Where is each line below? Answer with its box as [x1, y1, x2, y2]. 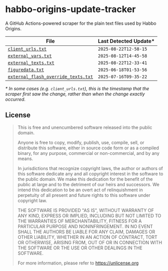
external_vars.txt [8, 53, 52, 59]
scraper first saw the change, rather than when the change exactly [5, 91, 145, 97]
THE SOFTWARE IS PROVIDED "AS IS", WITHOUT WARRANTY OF [17, 207, 154, 213]
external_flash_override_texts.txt [8, 74, 93, 79]
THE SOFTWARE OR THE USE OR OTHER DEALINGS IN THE [17, 245, 143, 251]
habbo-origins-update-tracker [5, 4, 136, 15]
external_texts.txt [8, 60, 54, 66]
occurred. [5, 96, 26, 102]
